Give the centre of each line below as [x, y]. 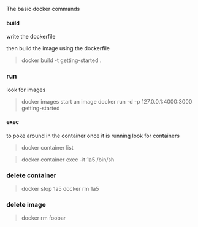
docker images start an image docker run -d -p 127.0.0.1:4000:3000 [107, 101]
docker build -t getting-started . [61, 60]
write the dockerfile [31, 37]
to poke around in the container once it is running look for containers [93, 136]
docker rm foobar [44, 218]
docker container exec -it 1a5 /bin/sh [68, 160]
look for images [26, 90]
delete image [26, 204]
